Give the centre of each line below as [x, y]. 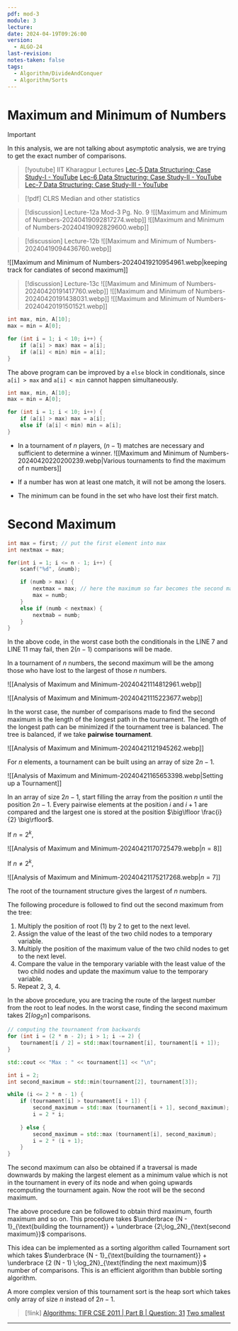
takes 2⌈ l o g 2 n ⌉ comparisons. [49, 1016]
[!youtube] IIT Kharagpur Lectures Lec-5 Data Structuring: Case [118, 170]
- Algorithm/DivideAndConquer [58, 73]
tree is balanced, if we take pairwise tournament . [80, 735]
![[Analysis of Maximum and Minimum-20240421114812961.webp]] [104, 684]
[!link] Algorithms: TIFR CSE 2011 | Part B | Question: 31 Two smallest [125, 1313]
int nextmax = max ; [36, 550]
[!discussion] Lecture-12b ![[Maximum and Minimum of [105, 241]
